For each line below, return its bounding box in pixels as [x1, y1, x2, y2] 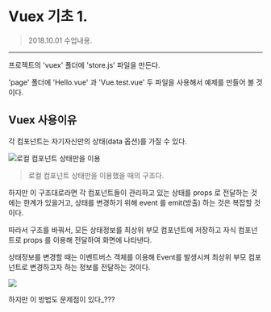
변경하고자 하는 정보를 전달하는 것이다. [29, 262, 151, 272]
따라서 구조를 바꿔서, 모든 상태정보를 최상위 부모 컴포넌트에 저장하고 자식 [8, 225, 236, 235]
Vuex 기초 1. [8, 7, 88, 26]
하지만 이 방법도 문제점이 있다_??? [8, 294, 115, 304]
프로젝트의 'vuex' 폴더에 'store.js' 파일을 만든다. [8, 60, 161, 69]
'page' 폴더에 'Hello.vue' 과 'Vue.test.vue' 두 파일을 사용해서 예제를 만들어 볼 [8, 77, 255, 87]
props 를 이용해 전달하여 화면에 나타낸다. [23, 235, 152, 244]
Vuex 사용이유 [8, 114, 77, 127]
